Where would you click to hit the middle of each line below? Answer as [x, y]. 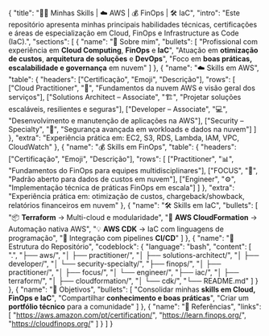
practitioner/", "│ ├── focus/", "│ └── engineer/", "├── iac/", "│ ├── [124, 272]
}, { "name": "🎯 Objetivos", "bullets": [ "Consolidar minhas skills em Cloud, [132, 289]
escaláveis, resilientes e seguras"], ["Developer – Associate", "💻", [118, 109]
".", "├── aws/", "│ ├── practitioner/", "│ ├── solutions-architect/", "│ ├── [134, 255]
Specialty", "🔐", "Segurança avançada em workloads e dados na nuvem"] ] [132, 129]
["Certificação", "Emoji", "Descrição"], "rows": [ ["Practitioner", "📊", [121, 159]
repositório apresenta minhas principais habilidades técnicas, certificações [133, 25]
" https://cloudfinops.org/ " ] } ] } [61, 324]
